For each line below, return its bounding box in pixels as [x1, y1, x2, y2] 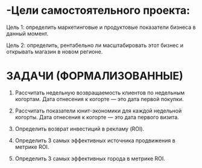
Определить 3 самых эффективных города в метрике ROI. [14, 155, 166, 162]
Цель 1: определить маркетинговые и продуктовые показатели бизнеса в [6, 23, 196, 31]
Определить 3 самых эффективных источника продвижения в [14, 137, 176, 144]
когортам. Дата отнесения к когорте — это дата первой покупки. [14, 95, 184, 102]
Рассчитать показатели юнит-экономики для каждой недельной [14, 107, 182, 114]
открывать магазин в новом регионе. [6, 48, 103, 55]
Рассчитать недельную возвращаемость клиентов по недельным [14, 89, 185, 96]
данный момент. [6, 30, 49, 37]
